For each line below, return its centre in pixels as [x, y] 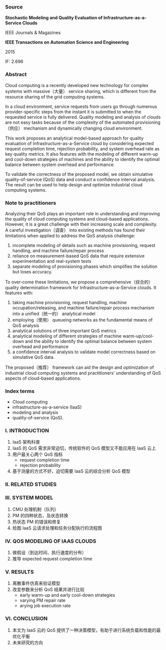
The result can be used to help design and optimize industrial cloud [74, 184]
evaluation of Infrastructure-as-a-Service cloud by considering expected [80, 143]
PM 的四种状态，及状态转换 [40, 515]
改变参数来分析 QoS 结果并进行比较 [48, 589]
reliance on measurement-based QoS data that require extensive [78, 256]
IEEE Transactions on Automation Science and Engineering [67, 42]
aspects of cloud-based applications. [43, 378]
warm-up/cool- [138, 336]
